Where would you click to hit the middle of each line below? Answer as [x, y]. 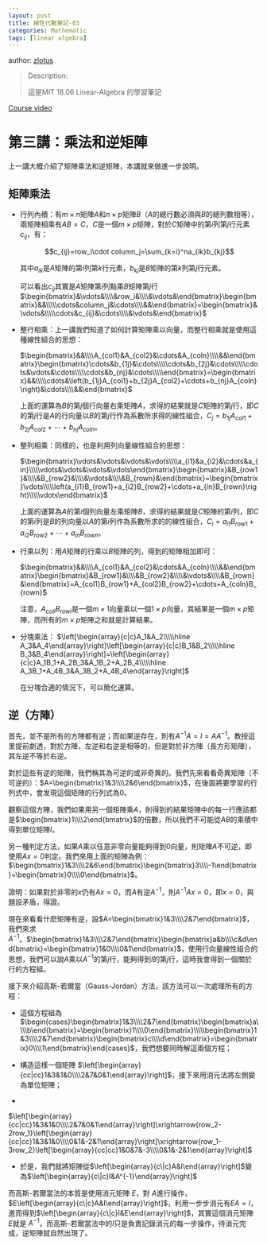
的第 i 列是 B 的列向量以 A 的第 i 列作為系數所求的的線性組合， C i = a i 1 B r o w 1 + [137, 522]
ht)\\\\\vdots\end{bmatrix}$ [64, 495]
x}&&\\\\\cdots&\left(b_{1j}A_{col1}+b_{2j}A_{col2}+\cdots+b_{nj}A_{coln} [138, 381]
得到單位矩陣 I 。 [34, 829]
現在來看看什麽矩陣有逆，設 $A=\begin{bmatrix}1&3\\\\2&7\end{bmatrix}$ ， [131, 918]
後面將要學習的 [226, 782]
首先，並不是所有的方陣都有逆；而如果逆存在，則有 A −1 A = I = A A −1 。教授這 [132, 735]
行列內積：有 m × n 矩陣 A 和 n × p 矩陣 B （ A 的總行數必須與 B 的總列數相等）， [139, 214]
